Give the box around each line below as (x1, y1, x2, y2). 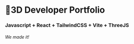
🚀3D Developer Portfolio (5, 4, 105, 16)
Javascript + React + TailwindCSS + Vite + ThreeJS (5, 22, 129, 29)
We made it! (5, 34, 29, 40)
